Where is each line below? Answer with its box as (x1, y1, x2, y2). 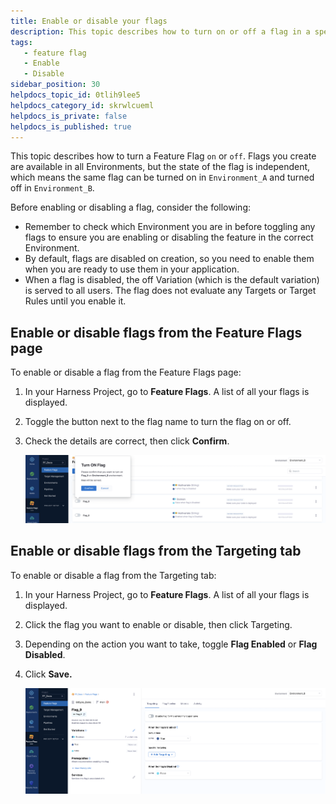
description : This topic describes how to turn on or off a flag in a (10, 26, 311, 37)
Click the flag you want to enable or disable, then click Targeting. (24, 618, 293, 630)
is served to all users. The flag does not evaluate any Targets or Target (24, 285, 317, 297)
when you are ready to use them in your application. (24, 263, 240, 275)
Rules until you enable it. (24, 295, 127, 307)
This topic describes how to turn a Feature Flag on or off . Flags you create (10, 150, 317, 162)
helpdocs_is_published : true (10, 121, 132, 132)
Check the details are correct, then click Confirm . (24, 435, 230, 447)
